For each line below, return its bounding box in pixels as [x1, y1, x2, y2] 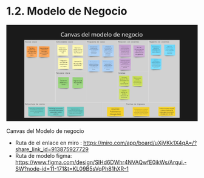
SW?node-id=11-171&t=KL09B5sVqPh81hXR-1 [15, 165, 129, 173]
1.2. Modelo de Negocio [6, 4, 127, 18]
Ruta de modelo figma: [15, 152, 72, 160]
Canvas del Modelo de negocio [6, 127, 84, 135]
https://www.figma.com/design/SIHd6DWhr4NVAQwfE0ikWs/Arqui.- [15, 158, 187, 166]
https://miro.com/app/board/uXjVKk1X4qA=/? [83, 139, 197, 147]
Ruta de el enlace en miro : [15, 139, 82, 147]
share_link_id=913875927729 [15, 146, 89, 153]
